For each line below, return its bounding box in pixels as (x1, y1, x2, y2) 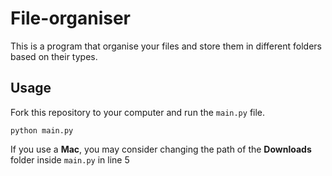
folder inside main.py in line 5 (10, 153, 130, 166)
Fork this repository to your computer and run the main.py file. (10, 106, 266, 118)
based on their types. (10, 50, 98, 62)
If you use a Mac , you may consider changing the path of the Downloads (10, 143, 312, 155)
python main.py (10, 125, 74, 136)
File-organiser (10, 7, 132, 30)
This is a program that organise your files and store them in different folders (10, 40, 322, 52)
